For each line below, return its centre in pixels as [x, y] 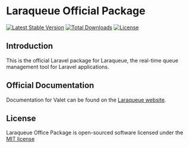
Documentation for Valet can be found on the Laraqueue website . [86, 100]
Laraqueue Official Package [76, 11]
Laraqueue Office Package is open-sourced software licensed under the [95, 133]
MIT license [21, 139]
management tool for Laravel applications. [58, 67]
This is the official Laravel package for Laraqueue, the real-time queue [92, 60]
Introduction [30, 46]
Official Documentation [50, 85]
